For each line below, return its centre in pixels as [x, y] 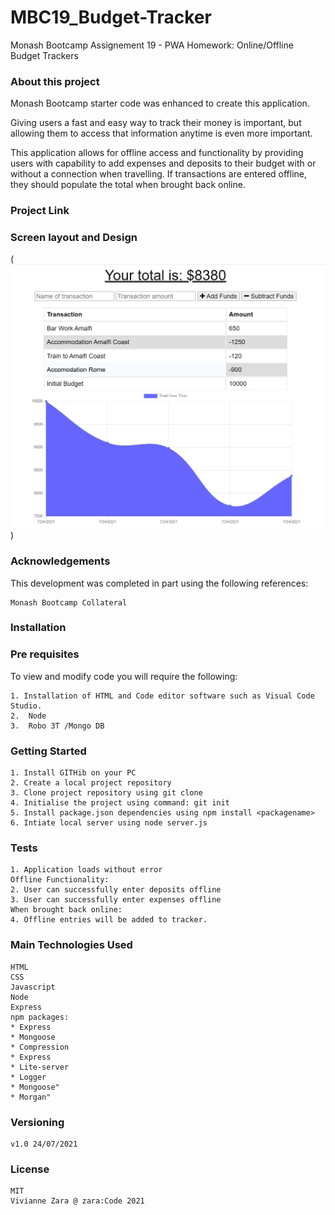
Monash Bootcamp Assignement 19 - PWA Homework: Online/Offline [152, 45]
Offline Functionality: [60, 880]
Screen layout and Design [74, 238]
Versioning [37, 1122]
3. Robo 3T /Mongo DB [57, 726]
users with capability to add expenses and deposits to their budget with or [163, 163]
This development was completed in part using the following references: [159, 583]
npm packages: [40, 1017]
